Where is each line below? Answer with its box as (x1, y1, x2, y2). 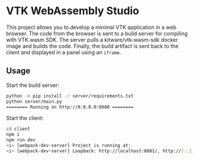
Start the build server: (6, 81, 59, 89)
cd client (6, 126, 31, 132)
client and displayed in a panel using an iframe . (6, 48, 121, 55)
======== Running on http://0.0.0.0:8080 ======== (6, 104, 134, 110)
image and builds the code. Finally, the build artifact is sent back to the (6, 43, 179, 50)
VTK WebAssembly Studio (6, 4, 140, 18)
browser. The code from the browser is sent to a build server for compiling (6, 30, 188, 37)
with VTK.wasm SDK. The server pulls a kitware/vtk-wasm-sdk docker (6, 36, 178, 43)
